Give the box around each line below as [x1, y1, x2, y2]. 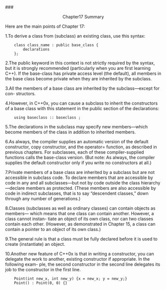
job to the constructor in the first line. [5, 267, 81, 272]
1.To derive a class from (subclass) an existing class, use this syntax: [5, 33, 145, 39]
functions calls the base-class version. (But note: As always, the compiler [5, 155, 155, 160]
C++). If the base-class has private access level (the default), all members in [5, 70, 162, 76]
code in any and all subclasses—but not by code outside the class [5, 180, 140, 185]
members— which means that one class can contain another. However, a [5, 211, 154, 216]
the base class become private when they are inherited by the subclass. [5, 76, 152, 81]
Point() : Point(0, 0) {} [14, 281, 68, 286]
